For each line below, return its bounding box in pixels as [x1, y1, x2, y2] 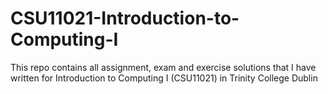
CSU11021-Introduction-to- [10, 7, 240, 30]
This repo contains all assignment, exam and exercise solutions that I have [10, 61, 317, 73]
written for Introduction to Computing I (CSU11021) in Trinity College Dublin [10, 72, 318, 84]
